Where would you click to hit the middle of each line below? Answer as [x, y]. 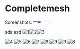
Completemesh [38, 9]
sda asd [13, 32]
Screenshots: [19, 22]
